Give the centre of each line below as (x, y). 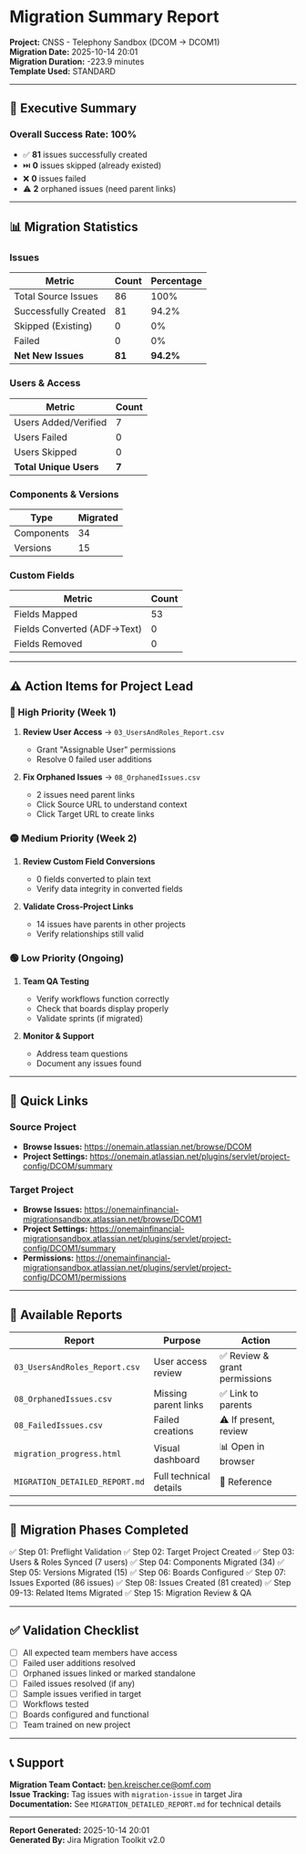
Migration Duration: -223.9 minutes (77, 61)
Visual (167, 1448)
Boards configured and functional (86, 1714)
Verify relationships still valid (90, 934)
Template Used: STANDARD (63, 71)
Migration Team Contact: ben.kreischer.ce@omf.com (110, 1785)
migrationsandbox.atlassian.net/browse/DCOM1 (112, 1220)
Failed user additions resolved (79, 1662)
